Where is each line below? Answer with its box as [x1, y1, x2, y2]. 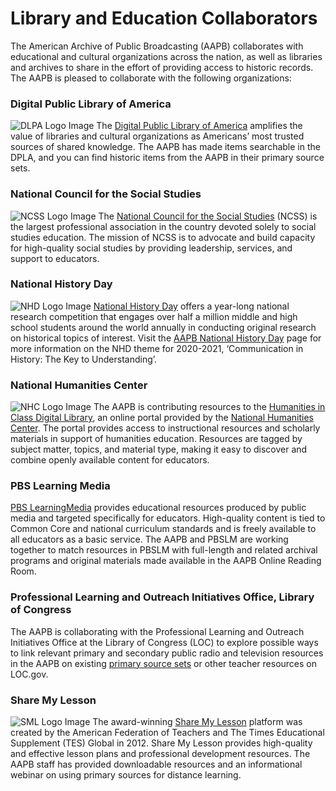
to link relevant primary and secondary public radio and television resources [10, 647, 324, 659]
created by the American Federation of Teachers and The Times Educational [10, 727, 325, 739]
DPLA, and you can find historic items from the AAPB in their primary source [10, 152, 325, 164]
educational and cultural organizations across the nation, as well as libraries [10, 50, 323, 62]
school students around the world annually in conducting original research [10, 321, 317, 333]
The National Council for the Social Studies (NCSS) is [98, 210, 318, 222]
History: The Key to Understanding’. [10, 353, 158, 365]
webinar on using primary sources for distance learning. [10, 769, 242, 781]
